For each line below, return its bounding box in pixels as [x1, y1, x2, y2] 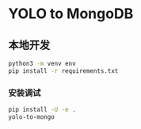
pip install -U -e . [8, 106, 77, 114]
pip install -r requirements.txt [8, 66, 119, 75]
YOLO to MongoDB [8, 5, 134, 23]
